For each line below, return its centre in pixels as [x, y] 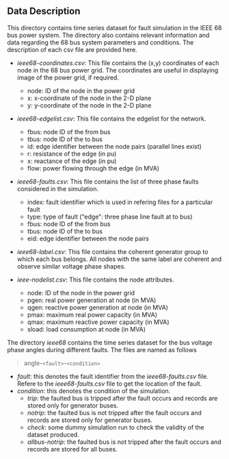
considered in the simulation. [58, 188]
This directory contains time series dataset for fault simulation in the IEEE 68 [114, 27]
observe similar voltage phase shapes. [71, 266]
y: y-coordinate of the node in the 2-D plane [89, 105]
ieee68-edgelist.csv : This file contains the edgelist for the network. [111, 119]
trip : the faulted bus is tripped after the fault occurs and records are [122, 398]
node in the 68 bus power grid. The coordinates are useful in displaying [118, 70]
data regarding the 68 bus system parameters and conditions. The [100, 42]
